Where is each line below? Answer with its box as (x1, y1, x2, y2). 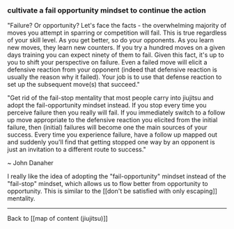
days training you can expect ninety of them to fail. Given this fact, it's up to (7, 51, 224, 59)
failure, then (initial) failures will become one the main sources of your (7, 124, 208, 132)
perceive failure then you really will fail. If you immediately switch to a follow (7, 108, 226, 117)
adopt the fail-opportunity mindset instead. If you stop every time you (7, 101, 207, 110)
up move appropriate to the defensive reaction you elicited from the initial (7, 116, 218, 124)
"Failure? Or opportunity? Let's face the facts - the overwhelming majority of (7, 22, 227, 30)
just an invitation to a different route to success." (7, 145, 146, 154)
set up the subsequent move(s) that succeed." (7, 80, 141, 89)
